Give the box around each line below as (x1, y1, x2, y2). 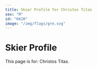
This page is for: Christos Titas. (5, 59, 70, 65)
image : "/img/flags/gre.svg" (5, 21, 66, 26)
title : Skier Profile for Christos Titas (5, 7, 93, 12)
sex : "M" (5, 12, 23, 17)
